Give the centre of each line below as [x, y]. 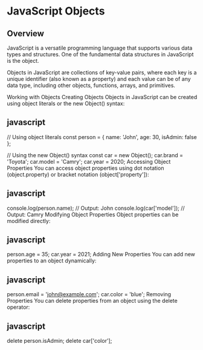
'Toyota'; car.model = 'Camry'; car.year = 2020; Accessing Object [89, 161]
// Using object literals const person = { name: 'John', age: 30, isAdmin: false [102, 137]
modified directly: [29, 221]
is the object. [23, 61]
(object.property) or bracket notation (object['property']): [78, 174]
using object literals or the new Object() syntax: [66, 103]
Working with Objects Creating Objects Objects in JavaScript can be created [102, 97]
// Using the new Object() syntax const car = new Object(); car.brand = [95, 155]
